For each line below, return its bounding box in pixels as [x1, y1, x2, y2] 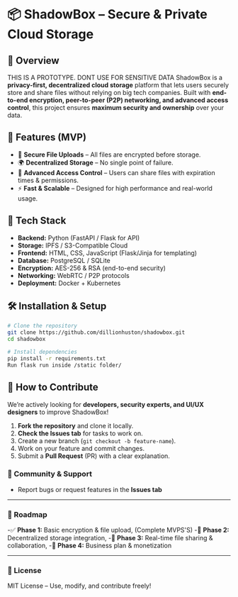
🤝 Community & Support [7, 469, 92, 479]
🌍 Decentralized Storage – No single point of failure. [17, 158, 174, 167]
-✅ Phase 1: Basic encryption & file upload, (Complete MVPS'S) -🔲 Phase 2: [7, 526, 229, 535]
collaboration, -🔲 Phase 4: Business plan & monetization [7, 541, 172, 550]
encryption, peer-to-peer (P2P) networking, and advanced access [29, 96, 229, 104]
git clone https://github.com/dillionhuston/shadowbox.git [7, 329, 186, 336]
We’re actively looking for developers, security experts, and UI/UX [7, 400, 204, 408]
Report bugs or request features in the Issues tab [17, 485, 163, 493]
